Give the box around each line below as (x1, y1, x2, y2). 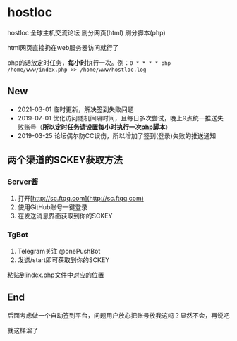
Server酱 (7, 177, 39, 187)
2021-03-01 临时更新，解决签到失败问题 (17, 105, 134, 113)
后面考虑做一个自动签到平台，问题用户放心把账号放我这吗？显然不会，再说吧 (7, 311, 230, 319)
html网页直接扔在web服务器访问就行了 (7, 43, 119, 51)
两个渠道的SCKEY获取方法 (7, 154, 123, 166)
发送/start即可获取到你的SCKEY (17, 255, 110, 264)
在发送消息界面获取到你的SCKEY (17, 212, 113, 221)
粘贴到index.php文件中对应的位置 (7, 271, 104, 279)
